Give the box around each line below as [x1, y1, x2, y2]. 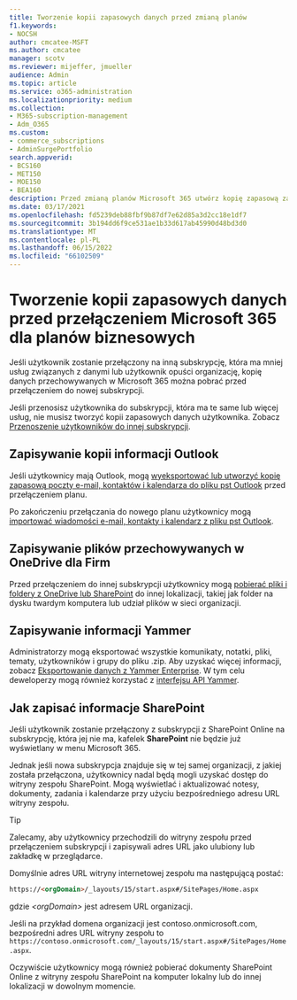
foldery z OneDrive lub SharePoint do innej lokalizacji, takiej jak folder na [9, 588, 274, 599]
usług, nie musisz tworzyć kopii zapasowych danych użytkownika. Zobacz [9, 411, 280, 422]
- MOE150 [9, 178, 42, 187]
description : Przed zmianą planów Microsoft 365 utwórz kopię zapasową [9, 194, 278, 204]
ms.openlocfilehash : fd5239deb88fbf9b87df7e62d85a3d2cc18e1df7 [9, 210, 247, 220]
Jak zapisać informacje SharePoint [9, 701, 205, 716]
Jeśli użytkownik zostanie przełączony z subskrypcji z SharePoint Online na [9, 724, 286, 735]
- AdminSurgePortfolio [9, 144, 93, 153]
